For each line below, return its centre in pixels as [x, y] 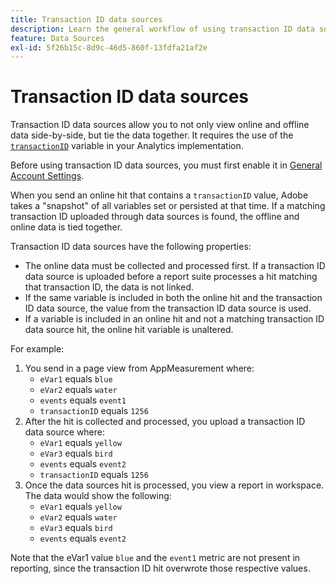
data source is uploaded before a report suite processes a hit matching [171, 277]
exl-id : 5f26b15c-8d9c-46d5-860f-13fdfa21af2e [109, 47]
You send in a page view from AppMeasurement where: [139, 368]
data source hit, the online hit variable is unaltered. [129, 330]
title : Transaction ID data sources [86, 19]
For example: [37, 349]
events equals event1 [83, 400]
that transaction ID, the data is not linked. [109, 287]
